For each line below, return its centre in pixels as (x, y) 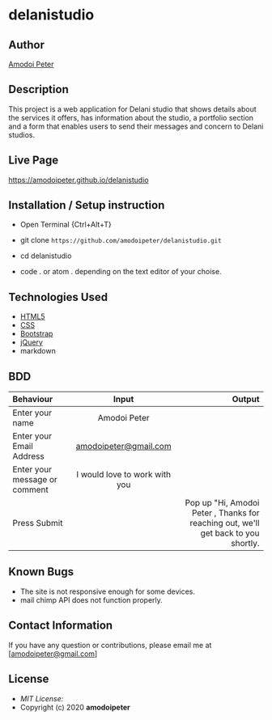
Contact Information (61, 626)
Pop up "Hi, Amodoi (222, 503)
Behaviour (33, 400)
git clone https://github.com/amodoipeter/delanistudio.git (121, 240)
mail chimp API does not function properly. (91, 599)
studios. (22, 134)
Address (28, 456)
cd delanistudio (46, 256)
